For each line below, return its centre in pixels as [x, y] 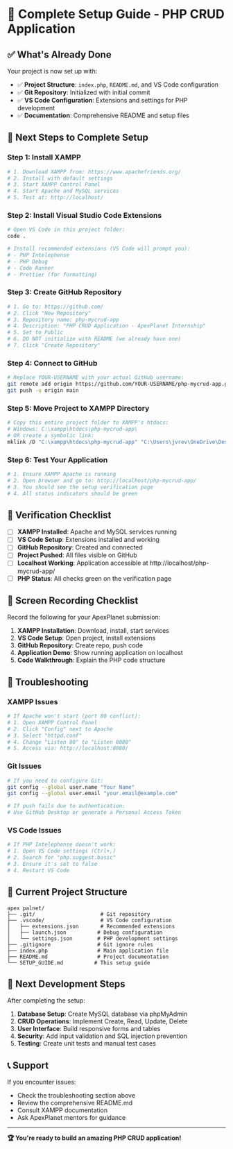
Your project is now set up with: [52, 71]
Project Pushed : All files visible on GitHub [77, 555]
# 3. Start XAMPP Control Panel [54, 185]
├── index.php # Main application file [88, 951]
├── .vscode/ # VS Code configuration [89, 920]
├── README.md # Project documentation [88, 957]
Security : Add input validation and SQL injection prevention [102, 1036]
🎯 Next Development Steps [66, 984]
